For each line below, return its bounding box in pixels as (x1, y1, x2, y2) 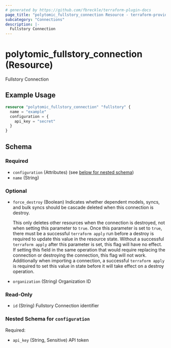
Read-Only (5, 291, 33, 299)
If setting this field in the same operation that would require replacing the (12, 247, 165, 253)
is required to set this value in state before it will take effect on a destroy (12, 263, 164, 269)
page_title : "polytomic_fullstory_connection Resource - (5, 12, 129, 17)
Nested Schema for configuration (5, 315, 90, 322)
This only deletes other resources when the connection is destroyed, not (12, 220, 165, 226)
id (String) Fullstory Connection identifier (12, 303, 99, 309)
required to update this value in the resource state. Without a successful (12, 236, 164, 242)
